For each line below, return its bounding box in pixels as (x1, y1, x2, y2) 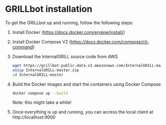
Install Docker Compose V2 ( (12, 38, 71, 45)
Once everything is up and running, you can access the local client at (12, 109, 153, 115)
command (12, 44, 33, 50)
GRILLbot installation (5, 3, 92, 15)
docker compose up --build (12, 91, 68, 95)
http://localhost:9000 (12, 114, 56, 120)
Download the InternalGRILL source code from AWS (12, 53, 118, 60)
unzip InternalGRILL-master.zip (12, 67, 79, 72)
